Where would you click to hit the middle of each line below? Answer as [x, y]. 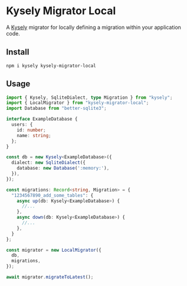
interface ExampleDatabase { [42, 119]
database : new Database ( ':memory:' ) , [63, 168]
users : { [22, 125]
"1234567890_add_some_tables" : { [53, 195]
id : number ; [31, 130]
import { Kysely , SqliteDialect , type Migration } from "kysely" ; [89, 97]
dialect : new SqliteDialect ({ [48, 163]
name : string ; [34, 135]
